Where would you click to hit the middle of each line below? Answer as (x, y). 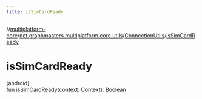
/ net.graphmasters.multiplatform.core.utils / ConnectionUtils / (92, 35)
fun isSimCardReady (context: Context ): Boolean (66, 89)
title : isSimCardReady (35, 12)
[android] (18, 83)
